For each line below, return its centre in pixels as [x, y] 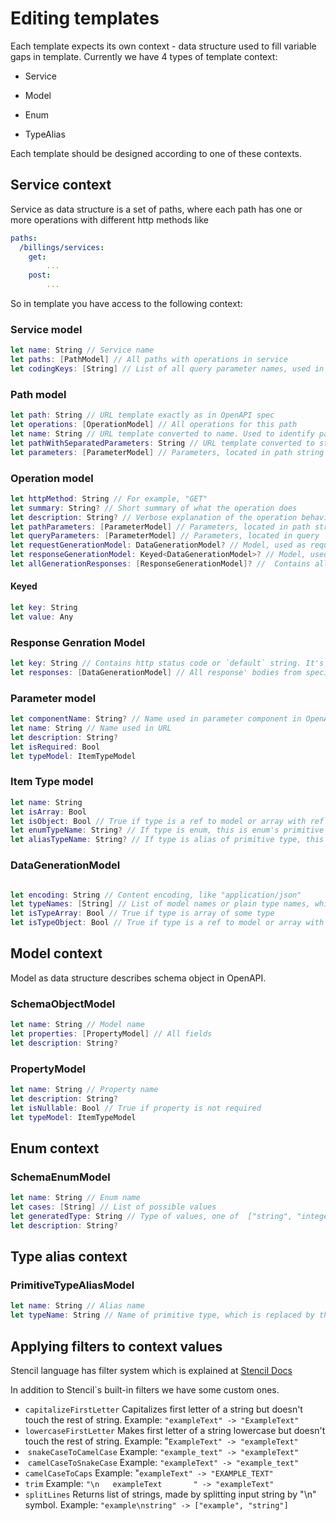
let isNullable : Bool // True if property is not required [136, 1108]
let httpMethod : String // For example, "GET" [109, 498]
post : [40, 275]
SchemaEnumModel [60, 1177]
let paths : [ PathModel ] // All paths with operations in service [149, 360]
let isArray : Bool [48, 812]
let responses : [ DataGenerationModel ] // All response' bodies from [156, 673]
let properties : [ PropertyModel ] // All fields [111, 1034]
